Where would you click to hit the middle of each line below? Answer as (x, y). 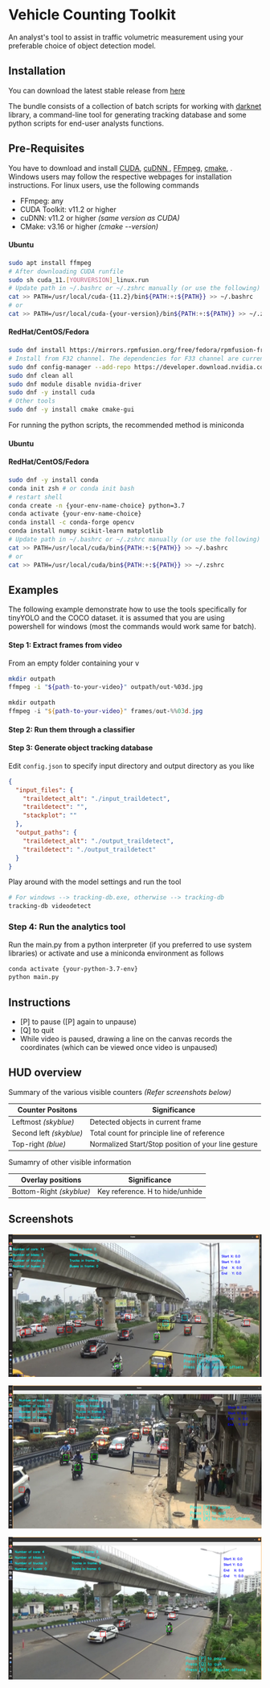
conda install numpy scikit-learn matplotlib (86, 531)
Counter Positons (47, 1110)
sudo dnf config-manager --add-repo (70, 367)
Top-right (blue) (39, 1144)
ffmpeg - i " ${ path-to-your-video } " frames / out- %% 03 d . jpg (106, 711)
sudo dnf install (37, 350)
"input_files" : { (45, 790)
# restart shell (35, 497)
